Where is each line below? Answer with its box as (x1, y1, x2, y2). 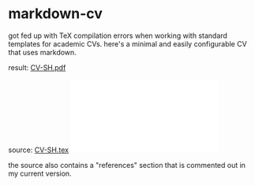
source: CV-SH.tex (8, 145, 69, 154)
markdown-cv (8, 5, 103, 23)
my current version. (8, 169, 73, 178)
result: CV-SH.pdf (8, 62, 66, 72)
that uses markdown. (8, 47, 77, 57)
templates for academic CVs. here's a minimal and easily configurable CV (8, 39, 247, 48)
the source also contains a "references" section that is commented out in (8, 160, 246, 169)
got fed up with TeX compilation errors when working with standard (8, 31, 227, 40)
